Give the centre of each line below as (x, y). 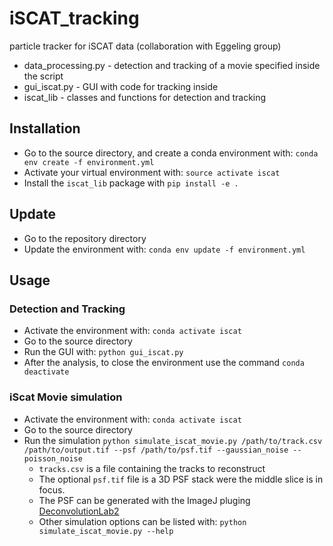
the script (43, 76)
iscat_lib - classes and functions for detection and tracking (145, 97)
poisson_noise (53, 458)
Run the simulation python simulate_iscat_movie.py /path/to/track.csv (173, 440)
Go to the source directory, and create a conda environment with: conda (171, 153)
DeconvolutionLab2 (79, 511)
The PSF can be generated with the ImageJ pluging (144, 500)
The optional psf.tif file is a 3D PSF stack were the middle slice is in (181, 479)
